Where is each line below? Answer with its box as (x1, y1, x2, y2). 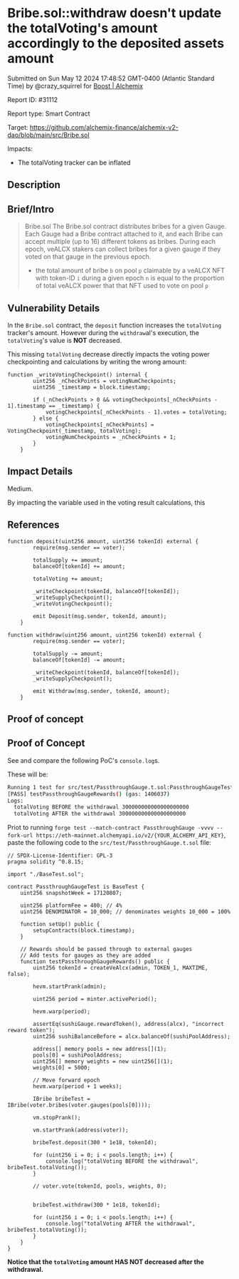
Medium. (7, 484, 33, 493)
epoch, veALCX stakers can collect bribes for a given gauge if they (24, 245, 221, 254)
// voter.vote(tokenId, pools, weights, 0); (33, 1183, 167, 1190)
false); (7, 971, 31, 978)
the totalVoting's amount (7, 20, 158, 36)
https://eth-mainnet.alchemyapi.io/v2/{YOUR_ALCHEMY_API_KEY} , (36, 831, 226, 839)
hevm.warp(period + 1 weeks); (33, 1083, 122, 1090)
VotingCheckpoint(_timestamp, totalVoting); (7, 427, 142, 434)
